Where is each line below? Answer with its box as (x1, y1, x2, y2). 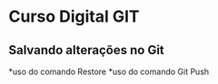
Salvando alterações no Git (8, 42, 164, 58)
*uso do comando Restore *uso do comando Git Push (8, 66, 210, 77)
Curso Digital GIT (8, 6, 140, 27)
